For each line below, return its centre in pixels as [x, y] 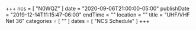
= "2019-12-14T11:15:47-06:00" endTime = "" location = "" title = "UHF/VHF [98, 15]
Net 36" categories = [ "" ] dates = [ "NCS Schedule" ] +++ [78, 21]
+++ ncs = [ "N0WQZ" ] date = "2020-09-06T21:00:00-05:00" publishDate [98, 9]
